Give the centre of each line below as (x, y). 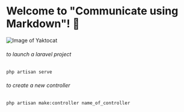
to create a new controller (38, 85)
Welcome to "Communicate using (92, 11)
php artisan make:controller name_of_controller (68, 103)
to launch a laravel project (39, 54)
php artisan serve (29, 72)
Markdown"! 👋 (43, 24)
